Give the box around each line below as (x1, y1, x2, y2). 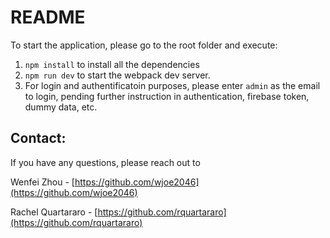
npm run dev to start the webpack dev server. (24, 69, 211, 81)
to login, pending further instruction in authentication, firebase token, (24, 90, 310, 102)
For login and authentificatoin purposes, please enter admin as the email (24, 79, 321, 91)
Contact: (10, 130, 67, 147)
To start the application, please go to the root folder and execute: (10, 39, 278, 51)
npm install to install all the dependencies (24, 58, 200, 70)
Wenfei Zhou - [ (10, 176, 75, 188)
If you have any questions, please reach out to (10, 156, 201, 168)
